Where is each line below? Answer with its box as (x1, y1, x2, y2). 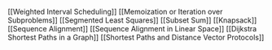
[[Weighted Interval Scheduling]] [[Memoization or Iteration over (7, 7, 223, 16)
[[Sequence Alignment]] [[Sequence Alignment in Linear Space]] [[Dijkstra (7, 24, 257, 33)
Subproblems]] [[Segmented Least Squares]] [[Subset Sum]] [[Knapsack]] (7, 15, 257, 25)
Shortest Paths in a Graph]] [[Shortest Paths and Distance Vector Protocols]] (7, 32, 265, 42)
